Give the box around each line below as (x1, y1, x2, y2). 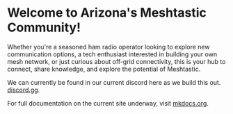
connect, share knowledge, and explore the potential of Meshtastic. (7, 65, 201, 73)
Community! (7, 19, 81, 35)
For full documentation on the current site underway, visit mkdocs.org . (7, 99, 209, 107)
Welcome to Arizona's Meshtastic (7, 5, 207, 21)
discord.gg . (7, 85, 40, 94)
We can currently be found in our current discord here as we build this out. (7, 78, 221, 86)
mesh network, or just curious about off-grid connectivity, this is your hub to (7, 57, 226, 65)
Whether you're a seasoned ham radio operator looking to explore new (7, 42, 210, 51)
